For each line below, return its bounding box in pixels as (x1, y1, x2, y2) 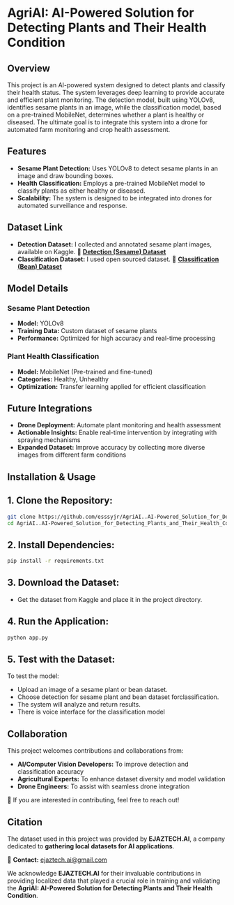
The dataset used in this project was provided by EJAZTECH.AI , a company (7, 834, 225, 843)
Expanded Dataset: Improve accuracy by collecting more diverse (17, 443, 205, 452)
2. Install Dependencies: (7, 539, 115, 551)
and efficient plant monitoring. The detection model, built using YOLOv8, (7, 96, 215, 104)
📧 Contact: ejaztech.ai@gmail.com (7, 855, 108, 864)
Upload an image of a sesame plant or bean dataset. (17, 686, 169, 694)
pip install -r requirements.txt (7, 557, 104, 565)
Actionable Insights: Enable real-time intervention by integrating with (17, 428, 217, 437)
